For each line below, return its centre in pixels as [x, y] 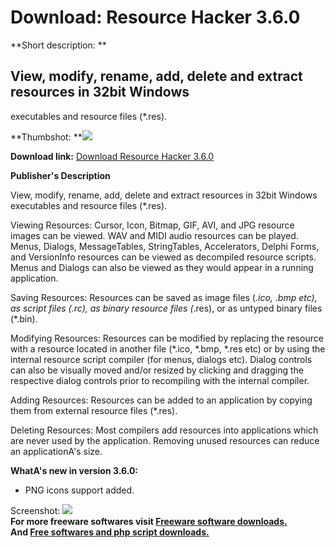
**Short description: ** [58, 45]
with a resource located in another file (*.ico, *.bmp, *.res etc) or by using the [168, 348]
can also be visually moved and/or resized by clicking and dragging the [157, 370]
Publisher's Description [60, 175]
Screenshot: [35, 510]
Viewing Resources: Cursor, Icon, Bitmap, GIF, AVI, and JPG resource [152, 225]
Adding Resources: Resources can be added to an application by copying [161, 400]
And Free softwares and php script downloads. [110, 532]
